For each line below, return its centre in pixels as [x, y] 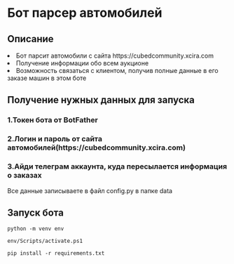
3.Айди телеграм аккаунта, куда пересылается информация [117, 166]
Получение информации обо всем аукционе [83, 63]
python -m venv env [36, 229]
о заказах [25, 176]
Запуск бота [36, 212]
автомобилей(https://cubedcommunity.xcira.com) [96, 147]
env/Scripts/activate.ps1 [45, 241]
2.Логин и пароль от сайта [55, 139]
